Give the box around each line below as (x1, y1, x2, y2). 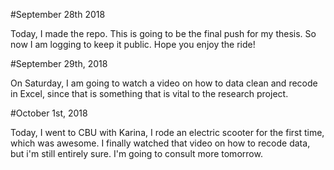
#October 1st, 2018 (10, 107, 88, 119)
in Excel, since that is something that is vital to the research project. (10, 88, 289, 99)
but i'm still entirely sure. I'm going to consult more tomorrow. (10, 148, 263, 159)
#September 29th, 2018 (10, 58, 108, 69)
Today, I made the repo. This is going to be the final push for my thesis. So (10, 28, 317, 39)
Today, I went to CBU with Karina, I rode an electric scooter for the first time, (10, 127, 325, 138)
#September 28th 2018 (10, 9, 106, 20)
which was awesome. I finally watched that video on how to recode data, (10, 137, 311, 149)
